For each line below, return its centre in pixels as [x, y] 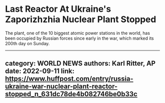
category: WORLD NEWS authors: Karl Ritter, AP [80, 64]
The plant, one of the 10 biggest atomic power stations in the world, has [78, 33]
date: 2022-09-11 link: [40, 71]
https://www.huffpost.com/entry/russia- [69, 79]
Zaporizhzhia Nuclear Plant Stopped [81, 19]
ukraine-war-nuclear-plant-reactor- [61, 87]
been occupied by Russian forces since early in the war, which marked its [80, 38]
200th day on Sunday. [27, 43]
